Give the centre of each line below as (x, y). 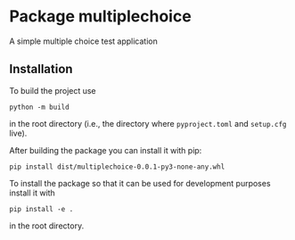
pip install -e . (41, 209)
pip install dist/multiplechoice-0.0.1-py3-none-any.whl (117, 167)
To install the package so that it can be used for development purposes (140, 183)
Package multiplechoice (100, 17)
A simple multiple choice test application (83, 41)
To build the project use (53, 90)
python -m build (39, 107)
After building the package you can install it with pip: (106, 150)
